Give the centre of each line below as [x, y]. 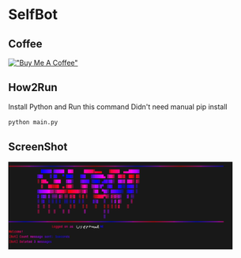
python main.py [33, 122]
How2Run [33, 87]
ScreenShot [38, 147]
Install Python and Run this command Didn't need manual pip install [118, 106]
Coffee [25, 44]
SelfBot [33, 15]
